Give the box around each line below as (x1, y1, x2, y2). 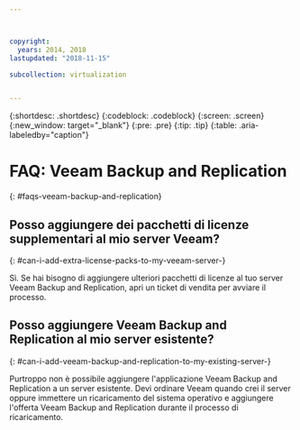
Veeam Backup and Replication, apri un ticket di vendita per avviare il (9, 282, 267, 293)
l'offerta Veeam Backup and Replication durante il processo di (9, 402, 239, 413)
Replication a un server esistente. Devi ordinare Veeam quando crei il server (9, 382, 291, 393)
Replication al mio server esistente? (9, 332, 214, 347)
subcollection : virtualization (9, 69, 127, 79)
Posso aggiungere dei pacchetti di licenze (9, 217, 250, 233)
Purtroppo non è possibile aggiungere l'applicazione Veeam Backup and (9, 373, 277, 384)
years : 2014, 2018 (17, 45, 87, 54)
